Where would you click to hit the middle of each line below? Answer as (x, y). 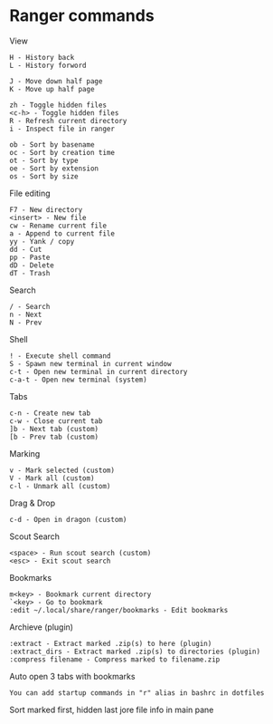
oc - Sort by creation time (62, 152)
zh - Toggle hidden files (58, 105)
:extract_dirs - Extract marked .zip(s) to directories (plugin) (135, 652)
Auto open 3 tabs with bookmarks (72, 676)
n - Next (26, 314)
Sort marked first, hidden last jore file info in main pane (112, 710)
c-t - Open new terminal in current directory (99, 372)
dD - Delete (32, 265)
